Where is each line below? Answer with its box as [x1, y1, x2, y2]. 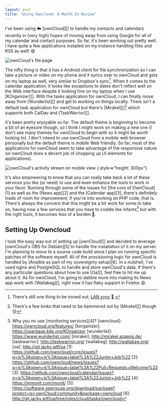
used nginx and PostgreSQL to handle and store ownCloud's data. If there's [5, 264, 156, 271]
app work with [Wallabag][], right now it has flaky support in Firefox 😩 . [5, 280, 147, 286]
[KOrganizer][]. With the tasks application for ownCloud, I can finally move [5, 94, 154, 99]
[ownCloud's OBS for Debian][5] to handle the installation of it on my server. [5, 244, 157, 250]
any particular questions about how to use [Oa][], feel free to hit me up [5, 270, 147, 275]
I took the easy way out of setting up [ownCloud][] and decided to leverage [5, 238, 155, 244]
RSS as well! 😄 [5, 48, 35, 54]
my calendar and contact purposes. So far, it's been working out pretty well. [5, 38, 157, 43]
